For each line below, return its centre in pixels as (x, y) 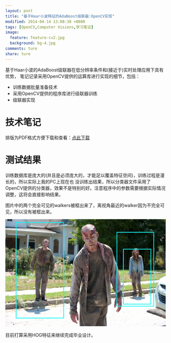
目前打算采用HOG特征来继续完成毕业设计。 (50, 335)
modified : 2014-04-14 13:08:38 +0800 (45, 21)
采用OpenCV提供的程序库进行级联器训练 (55, 93)
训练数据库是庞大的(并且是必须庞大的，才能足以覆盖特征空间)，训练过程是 (83, 175)
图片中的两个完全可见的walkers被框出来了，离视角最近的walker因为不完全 (83, 205)
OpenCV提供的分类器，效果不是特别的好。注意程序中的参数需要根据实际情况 (85, 188)
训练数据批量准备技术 (35, 87)
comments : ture (21, 49)
